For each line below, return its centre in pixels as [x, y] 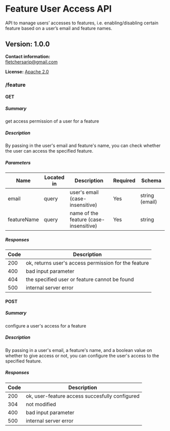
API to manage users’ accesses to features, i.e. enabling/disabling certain [82, 23]
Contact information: [28, 56]
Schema [151, 181]
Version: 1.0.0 [28, 44]
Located [54, 177]
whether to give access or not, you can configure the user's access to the [82, 355]
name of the [84, 213]
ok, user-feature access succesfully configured [83, 396]
